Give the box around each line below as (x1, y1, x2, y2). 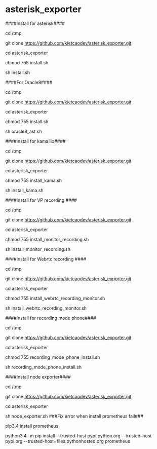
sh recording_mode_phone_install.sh (5, 364, 82, 370)
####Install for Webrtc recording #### (5, 256, 87, 262)
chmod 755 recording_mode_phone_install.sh (5, 354, 100, 360)
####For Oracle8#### (5, 79, 53, 85)
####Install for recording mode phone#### (5, 315, 96, 321)
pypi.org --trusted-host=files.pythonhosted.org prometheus (5, 438, 130, 444)
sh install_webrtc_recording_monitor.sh (5, 305, 87, 311)
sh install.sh (5, 69, 30, 76)
